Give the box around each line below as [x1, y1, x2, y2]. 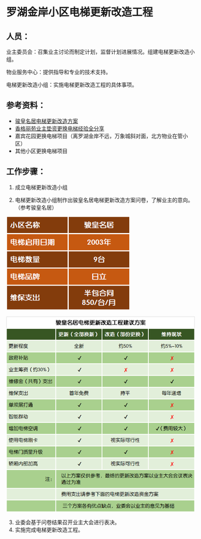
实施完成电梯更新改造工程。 [14, 526, 84, 534]
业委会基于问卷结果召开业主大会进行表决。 [14, 519, 120, 526]
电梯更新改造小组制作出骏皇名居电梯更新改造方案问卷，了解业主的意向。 [14, 196, 193, 204]
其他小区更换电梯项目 [14, 147, 68, 155]
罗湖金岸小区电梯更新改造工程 [6, 5, 154, 19]
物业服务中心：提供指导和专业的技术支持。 [6, 68, 111, 75]
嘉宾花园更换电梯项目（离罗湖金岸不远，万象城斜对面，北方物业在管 [14, 132, 183, 140]
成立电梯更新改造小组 [14, 183, 68, 190]
